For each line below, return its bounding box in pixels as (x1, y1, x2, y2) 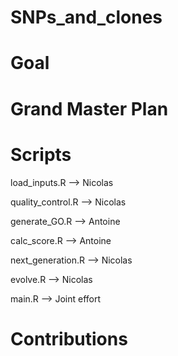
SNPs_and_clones (10, 6, 163, 29)
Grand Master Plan (10, 97, 169, 120)
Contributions (10, 327, 128, 350)
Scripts (10, 143, 72, 166)
